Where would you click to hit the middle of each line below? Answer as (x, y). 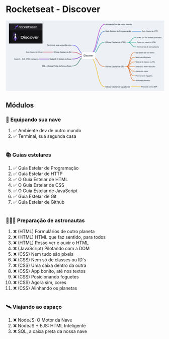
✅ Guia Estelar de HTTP (38, 174)
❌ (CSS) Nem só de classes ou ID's (50, 260)
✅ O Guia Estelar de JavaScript (45, 191)
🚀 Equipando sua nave (33, 120)
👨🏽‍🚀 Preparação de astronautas (45, 220)
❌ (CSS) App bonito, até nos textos (49, 271)
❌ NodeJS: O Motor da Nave (43, 320)
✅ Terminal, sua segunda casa (45, 136)
